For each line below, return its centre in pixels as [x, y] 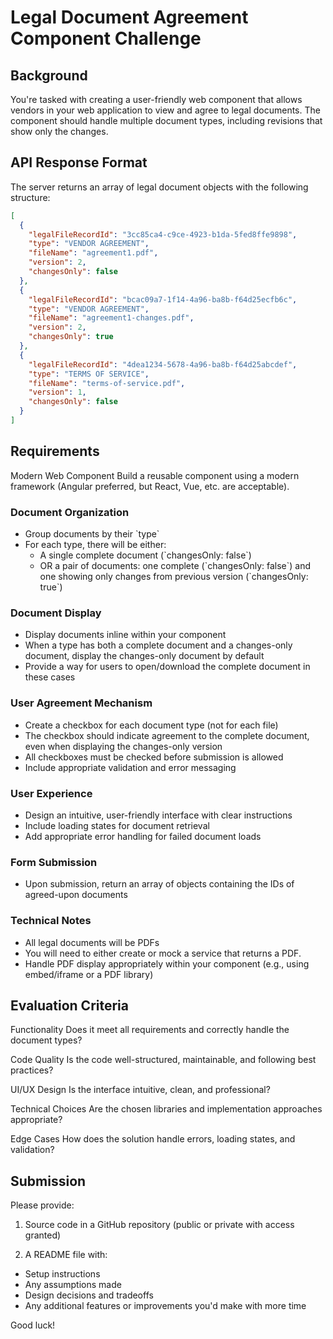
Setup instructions [62, 1274]
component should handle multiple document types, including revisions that [166, 120]
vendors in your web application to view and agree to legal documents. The [165, 110]
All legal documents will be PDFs [92, 942]
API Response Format [79, 162]
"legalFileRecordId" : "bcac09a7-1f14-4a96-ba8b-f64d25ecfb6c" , [163, 299]
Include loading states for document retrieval [117, 825]
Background [49, 75]
